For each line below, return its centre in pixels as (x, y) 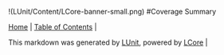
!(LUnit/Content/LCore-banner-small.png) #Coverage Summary (112, 12)
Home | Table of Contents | (53, 27)
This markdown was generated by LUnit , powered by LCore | (108, 42)
